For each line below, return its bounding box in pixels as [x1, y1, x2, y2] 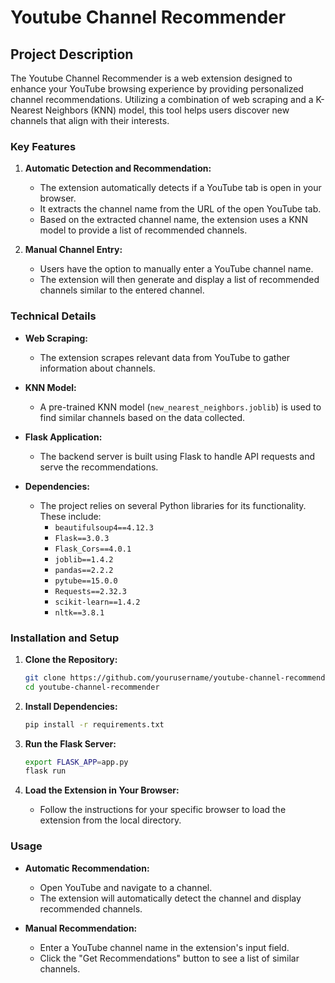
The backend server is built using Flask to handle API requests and [39, 450, 315, 462]
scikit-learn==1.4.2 [54, 597, 141, 607]
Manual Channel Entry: [24, 244, 123, 256]
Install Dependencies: [24, 700, 118, 712]
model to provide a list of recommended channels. [39, 224, 248, 236]
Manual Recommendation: [24, 922, 138, 934]
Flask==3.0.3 [54, 533, 110, 543]
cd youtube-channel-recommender [24, 682, 160, 692]
